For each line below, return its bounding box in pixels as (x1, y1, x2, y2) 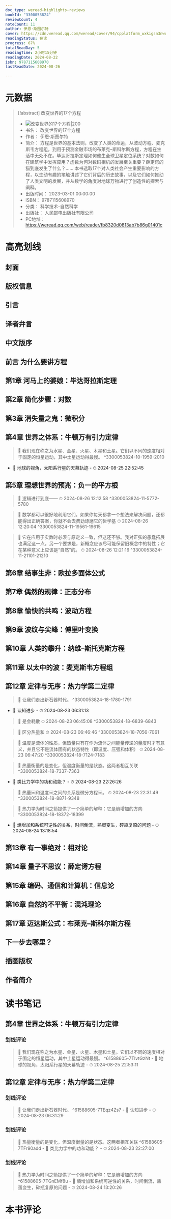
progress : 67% (5, 41, 36, 46)
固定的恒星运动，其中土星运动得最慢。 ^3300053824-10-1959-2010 (22, 454, 164, 460)
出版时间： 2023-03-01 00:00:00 (25, 191, 95, 197)
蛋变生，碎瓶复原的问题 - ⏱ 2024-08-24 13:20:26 (17, 1184, 122, 1191)
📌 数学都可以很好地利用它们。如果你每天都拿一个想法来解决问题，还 (17, 512, 160, 518)
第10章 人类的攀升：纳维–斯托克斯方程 (5, 644, 125, 653)
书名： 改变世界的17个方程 (25, 127, 80, 133)
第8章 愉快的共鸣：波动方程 (5, 606, 92, 615)
